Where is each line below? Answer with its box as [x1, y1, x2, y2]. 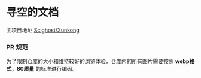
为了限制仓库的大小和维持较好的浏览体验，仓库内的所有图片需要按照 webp [6, 58, 190, 65]
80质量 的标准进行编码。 [16, 65, 78, 73]
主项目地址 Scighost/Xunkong [6, 26, 80, 34]
